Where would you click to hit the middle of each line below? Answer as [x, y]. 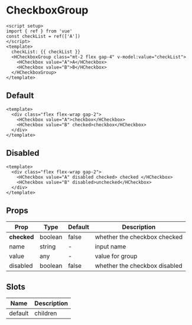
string [48, 247]
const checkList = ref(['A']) [43, 36]
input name [110, 247]
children [46, 313]
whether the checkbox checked [139, 237]
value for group [116, 256]
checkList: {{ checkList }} [46, 52]
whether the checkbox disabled [139, 266]
